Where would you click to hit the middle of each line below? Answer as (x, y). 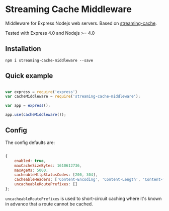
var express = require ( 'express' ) (41, 92)
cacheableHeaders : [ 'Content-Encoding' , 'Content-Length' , (77, 180)
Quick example (29, 76)
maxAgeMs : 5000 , (31, 170)
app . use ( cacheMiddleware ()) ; (36, 115)
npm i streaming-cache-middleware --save (49, 60)
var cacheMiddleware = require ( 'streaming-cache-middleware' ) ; (73, 97)
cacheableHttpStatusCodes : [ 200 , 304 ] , (56, 175)
